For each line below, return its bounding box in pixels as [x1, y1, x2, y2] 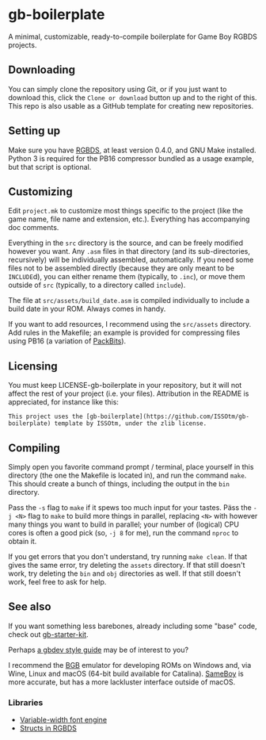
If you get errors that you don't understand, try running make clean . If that [8, 552, 248, 561]
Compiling [8, 441, 61, 454]
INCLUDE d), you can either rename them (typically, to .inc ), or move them [8, 272, 245, 282]
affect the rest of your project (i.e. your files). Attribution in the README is [8, 389, 249, 398]
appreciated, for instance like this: [8, 397, 119, 407]
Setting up [8, 125, 61, 138]
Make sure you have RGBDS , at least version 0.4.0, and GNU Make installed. [8, 145, 256, 155]
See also [8, 600, 51, 614]
